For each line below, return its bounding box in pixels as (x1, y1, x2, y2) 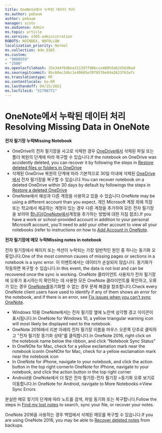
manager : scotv (5, 20, 36, 26)
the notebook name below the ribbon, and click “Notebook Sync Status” (12, 338, 156, 344)
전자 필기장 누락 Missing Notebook (5, 138, 72, 144)
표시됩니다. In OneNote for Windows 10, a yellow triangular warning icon (12, 316, 154, 321)
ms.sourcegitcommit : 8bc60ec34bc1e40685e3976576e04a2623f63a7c (5, 70, 135, 75)
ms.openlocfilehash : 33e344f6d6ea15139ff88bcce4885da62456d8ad (5, 66, 135, 71)
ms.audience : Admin (5, 25, 44, 30)
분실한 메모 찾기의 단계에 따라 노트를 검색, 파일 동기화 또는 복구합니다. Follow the (5, 396, 157, 402)
